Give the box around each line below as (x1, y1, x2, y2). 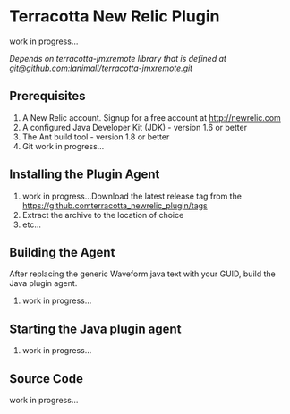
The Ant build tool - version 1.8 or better (21, 131, 170, 142)
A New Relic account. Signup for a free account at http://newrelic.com (21, 112, 282, 123)
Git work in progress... (21, 140, 105, 151)
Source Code (9, 371, 83, 386)
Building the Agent (9, 244, 115, 260)
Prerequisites (9, 89, 86, 104)
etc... (21, 219, 42, 230)
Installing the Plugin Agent (9, 167, 160, 182)
